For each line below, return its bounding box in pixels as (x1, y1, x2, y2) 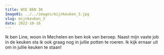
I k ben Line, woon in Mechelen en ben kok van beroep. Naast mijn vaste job (5, 34, 159, 40)
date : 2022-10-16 (5, 20, 41, 26)
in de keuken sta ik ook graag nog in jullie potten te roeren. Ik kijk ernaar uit (5, 39, 158, 45)
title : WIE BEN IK (5, 7, 43, 12)
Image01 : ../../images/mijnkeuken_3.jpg (5, 12, 90, 17)
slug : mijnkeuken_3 (5, 16, 45, 21)
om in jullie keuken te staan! (5, 44, 62, 50)
